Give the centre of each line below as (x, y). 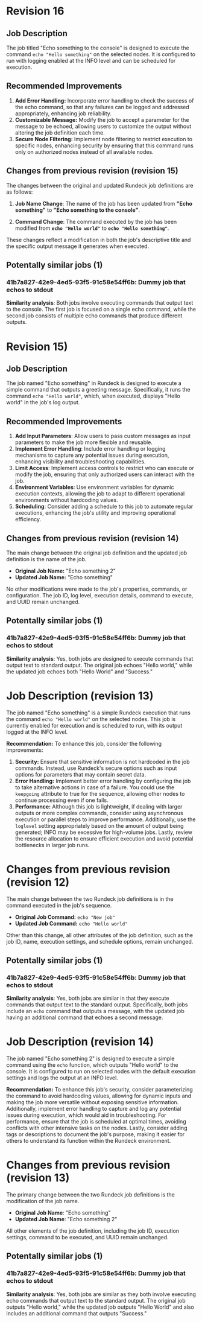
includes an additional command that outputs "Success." (77, 1313)
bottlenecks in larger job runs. (52, 845)
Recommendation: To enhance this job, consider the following (84, 743)
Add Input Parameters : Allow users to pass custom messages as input (103, 436)
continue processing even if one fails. (62, 800)
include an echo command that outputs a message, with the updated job (96, 1011)
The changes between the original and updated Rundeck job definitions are (100, 185)
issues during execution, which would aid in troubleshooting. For (87, 1115)
